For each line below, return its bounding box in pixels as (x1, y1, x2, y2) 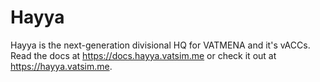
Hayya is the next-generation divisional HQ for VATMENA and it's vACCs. (10, 39, 311, 51)
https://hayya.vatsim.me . (10, 60, 113, 72)
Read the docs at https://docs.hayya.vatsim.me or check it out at (10, 49, 277, 61)
